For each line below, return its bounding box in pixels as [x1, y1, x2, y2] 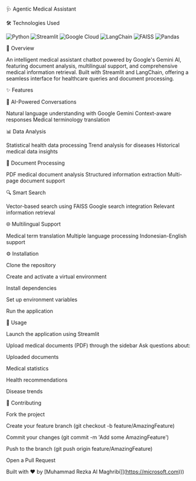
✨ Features [6, 86, 34, 94]
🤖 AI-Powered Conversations [6, 98, 77, 105]
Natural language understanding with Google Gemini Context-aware [6, 110, 172, 117]
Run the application [6, 307, 53, 315]
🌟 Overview [6, 44, 34, 52]
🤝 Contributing [6, 399, 42, 406]
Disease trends [6, 388, 43, 395]
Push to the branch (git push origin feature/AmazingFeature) [6, 445, 153, 452]
